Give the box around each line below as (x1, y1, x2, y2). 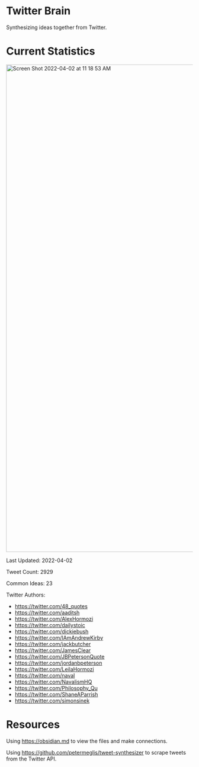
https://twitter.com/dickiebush (14, 628, 89, 635)
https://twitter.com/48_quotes (14, 602, 88, 609)
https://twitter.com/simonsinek (14, 697, 90, 704)
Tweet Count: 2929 (6, 568, 53, 575)
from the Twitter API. (6, 755, 57, 762)
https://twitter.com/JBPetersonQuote (14, 653, 105, 660)
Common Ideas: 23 (6, 579, 53, 587)
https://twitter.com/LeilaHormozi (14, 665, 94, 673)
